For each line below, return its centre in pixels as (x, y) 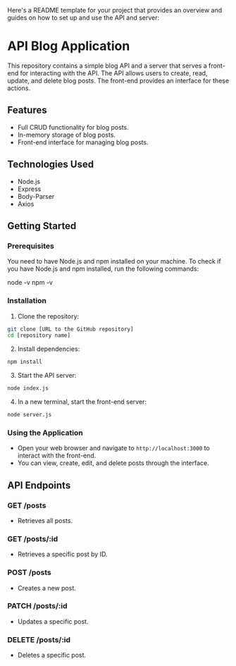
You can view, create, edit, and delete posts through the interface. (113, 463)
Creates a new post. (46, 588)
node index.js (28, 388)
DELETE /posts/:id (39, 639)
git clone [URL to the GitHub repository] (70, 329)
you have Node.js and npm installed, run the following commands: (103, 269)
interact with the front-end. (57, 456)
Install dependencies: (49, 349)
